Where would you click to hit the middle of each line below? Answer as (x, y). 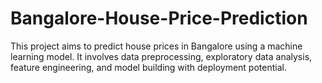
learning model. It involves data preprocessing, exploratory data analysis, (161, 56)
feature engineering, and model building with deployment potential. (148, 67)
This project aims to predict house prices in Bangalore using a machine (156, 46)
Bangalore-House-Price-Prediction (159, 18)
